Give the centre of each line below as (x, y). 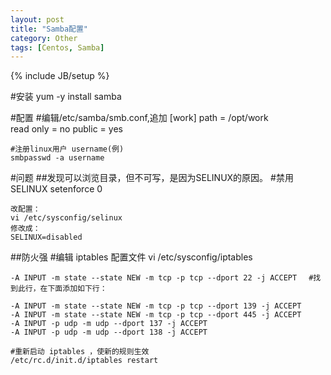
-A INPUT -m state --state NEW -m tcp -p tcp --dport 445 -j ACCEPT (156, 315)
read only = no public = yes (66, 129)
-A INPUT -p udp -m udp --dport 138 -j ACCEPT (109, 332)
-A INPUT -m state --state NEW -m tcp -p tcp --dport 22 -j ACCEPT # (162, 278)
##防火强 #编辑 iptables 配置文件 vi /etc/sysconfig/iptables (131, 257)
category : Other (44, 38)
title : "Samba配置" (49, 29)
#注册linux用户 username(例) (67, 149)
